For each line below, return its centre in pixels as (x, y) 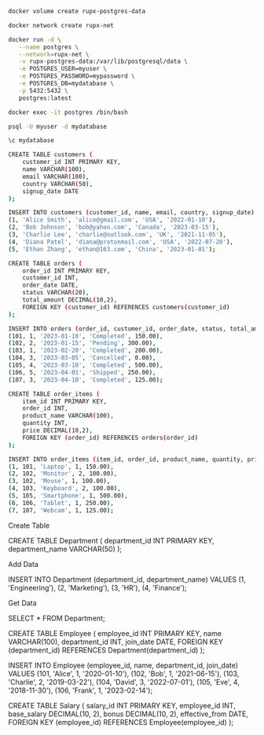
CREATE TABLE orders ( (45, 263)
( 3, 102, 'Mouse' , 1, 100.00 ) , (59, 481)
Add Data (24, 564)
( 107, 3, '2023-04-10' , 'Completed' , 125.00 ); (86, 380)
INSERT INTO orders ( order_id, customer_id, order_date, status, (117, 329)
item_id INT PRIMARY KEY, (65, 401)
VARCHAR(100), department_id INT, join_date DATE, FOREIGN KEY (116, 642)
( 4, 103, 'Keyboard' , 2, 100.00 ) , (65, 488)
